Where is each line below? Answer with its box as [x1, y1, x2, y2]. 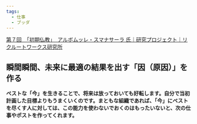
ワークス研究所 [26, 43, 63, 50]
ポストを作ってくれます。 [16, 112, 78, 119]
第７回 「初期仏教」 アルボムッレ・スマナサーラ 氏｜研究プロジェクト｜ [6, 36, 183, 43]
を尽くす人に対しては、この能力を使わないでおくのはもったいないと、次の [6, 105, 186, 112]
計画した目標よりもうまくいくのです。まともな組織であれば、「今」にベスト [6, 97, 189, 104]
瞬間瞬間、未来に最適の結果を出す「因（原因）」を [6, 62, 188, 72]
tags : [6, 8, 19, 15]
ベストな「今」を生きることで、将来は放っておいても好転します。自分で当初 [6, 90, 190, 97]
